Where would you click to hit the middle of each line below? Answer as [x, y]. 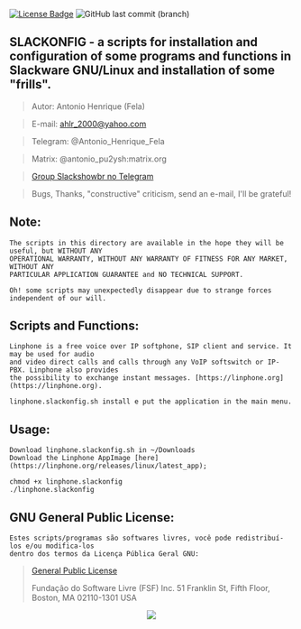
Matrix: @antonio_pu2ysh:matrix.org [99, 159]
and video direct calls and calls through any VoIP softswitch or [137, 362]
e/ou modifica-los [60, 546]
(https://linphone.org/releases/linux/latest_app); [108, 466]
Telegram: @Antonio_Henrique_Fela [98, 141]
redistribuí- [259, 538]
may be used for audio [52, 355]
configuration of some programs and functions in [150, 56]
